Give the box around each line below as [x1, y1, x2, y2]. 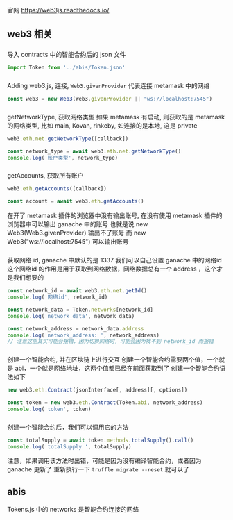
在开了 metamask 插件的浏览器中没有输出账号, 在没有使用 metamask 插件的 [7, 211, 223, 220]
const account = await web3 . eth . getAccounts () [7, 198, 144, 205]
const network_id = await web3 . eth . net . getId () [7, 287, 148, 294]
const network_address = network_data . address [7, 325, 144, 332]
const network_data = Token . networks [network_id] [7, 306, 154, 313]
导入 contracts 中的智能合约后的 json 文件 [7, 51, 126, 59]
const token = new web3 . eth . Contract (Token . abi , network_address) [7, 399, 203, 406]
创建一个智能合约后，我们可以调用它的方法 [7, 423, 129, 431]
